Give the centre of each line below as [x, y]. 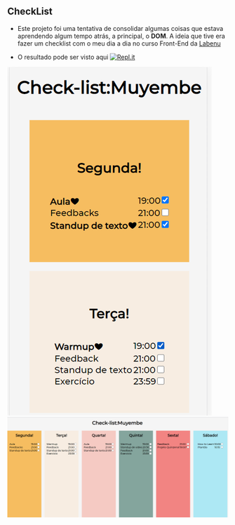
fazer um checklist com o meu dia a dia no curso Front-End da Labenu [119, 43]
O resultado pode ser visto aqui [63, 57]
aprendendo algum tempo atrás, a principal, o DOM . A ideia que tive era [121, 36]
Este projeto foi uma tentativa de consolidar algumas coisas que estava [120, 28]
